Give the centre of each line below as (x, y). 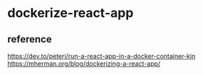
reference (30, 39)
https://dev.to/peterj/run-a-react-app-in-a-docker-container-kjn (101, 56)
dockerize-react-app (71, 13)
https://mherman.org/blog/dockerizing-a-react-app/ (84, 64)
